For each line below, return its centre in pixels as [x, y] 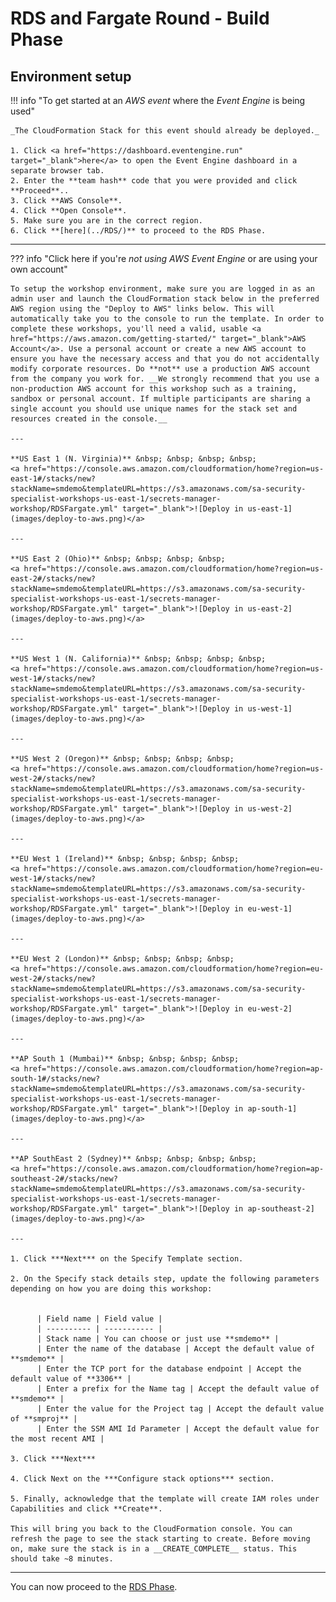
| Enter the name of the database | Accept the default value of [175, 1349]
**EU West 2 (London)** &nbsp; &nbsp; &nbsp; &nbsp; [122, 959]
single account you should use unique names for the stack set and [154, 409]
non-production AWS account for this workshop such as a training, [154, 389]
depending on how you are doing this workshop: [111, 1289]
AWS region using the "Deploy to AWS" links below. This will [142, 309]
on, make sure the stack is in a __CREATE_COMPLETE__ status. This [154, 1549]
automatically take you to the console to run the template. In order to [167, 319]
